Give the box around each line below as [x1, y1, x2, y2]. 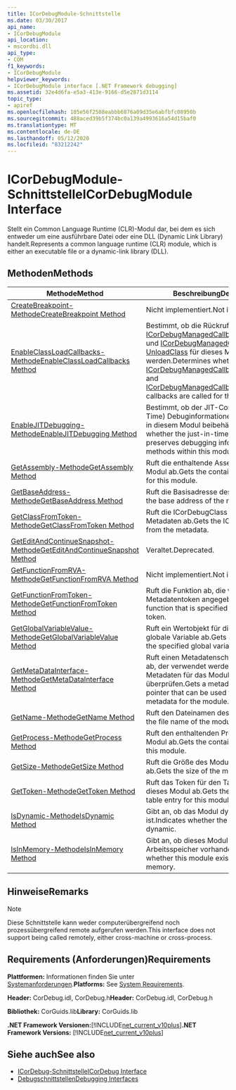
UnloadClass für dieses [145, 346, 223, 356]
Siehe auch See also [7, 1048, 96, 1060]
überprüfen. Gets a [145, 679, 206, 689]
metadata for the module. [145, 696, 230, 706]
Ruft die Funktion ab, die [145, 585, 226, 595]
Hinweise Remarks [7, 886, 89, 898]
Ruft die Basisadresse [145, 487, 218, 496]
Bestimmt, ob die [145, 320, 202, 330]
